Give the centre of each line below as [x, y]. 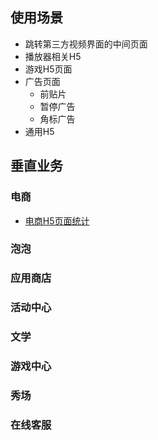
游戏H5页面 [48, 69]
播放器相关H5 [53, 56]
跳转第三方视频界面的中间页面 [86, 44]
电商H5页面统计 [57, 220]
